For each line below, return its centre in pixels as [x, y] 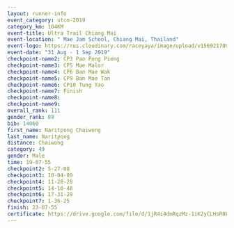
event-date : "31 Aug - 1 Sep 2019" [59, 53]
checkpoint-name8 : [34, 98]
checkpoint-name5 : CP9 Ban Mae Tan [59, 78]
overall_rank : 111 [34, 111]
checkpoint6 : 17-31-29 [40, 195]
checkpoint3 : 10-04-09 [40, 175]
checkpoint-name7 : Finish [45, 91]
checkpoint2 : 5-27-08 [39, 169]
